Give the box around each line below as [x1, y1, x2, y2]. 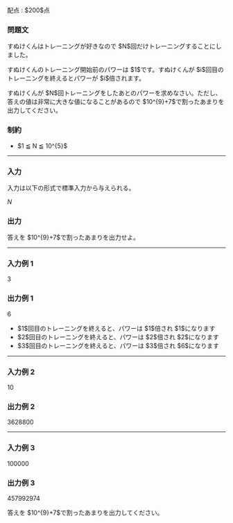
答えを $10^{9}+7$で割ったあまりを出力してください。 [7, 508, 164, 517]
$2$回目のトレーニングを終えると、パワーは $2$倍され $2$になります [17, 332, 220, 341]
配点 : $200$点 [7, 6, 51, 14]
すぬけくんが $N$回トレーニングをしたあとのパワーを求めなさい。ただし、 [7, 89, 222, 97]
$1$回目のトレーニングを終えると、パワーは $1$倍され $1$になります [17, 324, 216, 332]
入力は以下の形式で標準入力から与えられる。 [7, 183, 135, 192]
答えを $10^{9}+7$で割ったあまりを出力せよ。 [7, 233, 140, 241]
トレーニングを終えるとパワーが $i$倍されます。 [7, 74, 146, 83]
